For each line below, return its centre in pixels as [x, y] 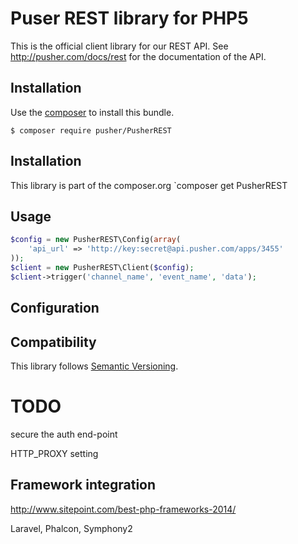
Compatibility [53, 342]
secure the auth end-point [64, 434]
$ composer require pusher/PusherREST [91, 130]
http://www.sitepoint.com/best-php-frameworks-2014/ [123, 509]
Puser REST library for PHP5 [129, 18]
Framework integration [83, 485]
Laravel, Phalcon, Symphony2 [71, 528]
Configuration [55, 308]
